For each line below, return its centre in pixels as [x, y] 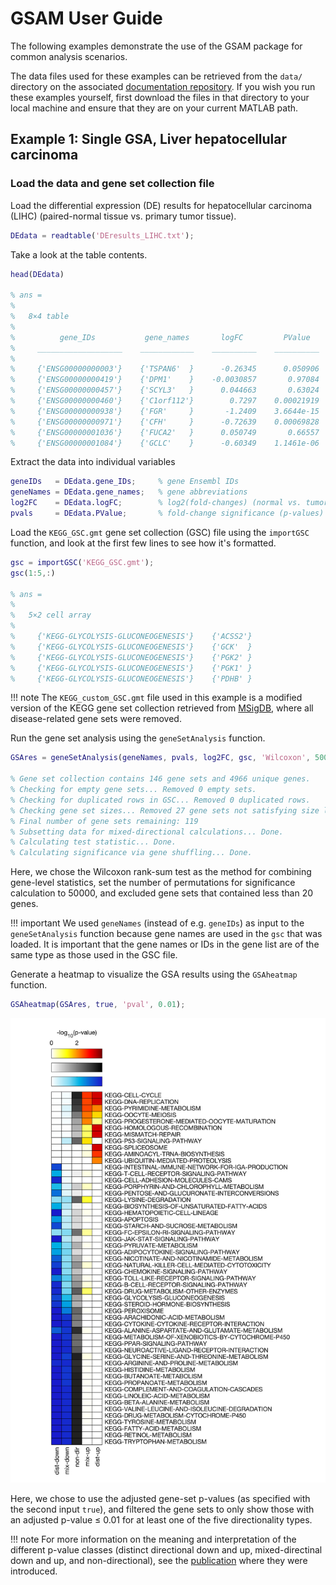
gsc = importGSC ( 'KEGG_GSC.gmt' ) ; [82, 562]
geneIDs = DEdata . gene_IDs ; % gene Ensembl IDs [125, 482]
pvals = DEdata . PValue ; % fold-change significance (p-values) [167, 513]
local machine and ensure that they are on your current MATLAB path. [154, 108]
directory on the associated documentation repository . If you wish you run [163, 86]
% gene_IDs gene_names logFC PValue [160, 337]
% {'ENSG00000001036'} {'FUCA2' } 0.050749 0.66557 [165, 432]
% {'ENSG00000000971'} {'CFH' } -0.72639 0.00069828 [165, 422]
